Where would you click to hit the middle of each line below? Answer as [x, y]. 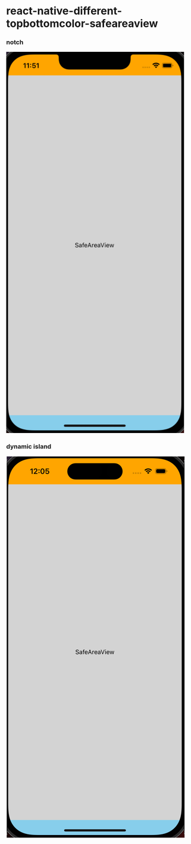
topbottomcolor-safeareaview [82, 24]
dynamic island [29, 447]
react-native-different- [64, 11]
